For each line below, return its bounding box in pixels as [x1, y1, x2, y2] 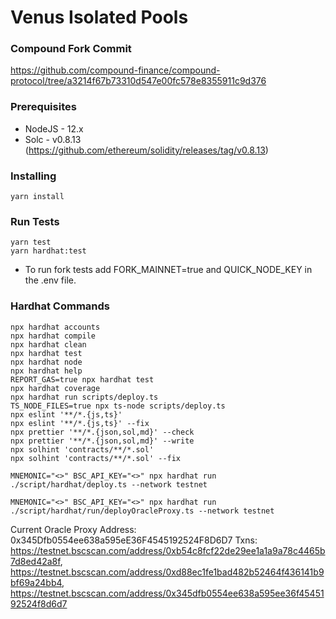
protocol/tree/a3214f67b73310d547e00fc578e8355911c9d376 [10, 75, 267, 87]
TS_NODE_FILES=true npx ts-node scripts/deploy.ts [10, 401, 226, 411]
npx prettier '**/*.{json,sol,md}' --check [10, 427, 195, 437]
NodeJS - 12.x [24, 122, 84, 135]
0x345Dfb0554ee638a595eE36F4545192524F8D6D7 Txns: [10, 534, 258, 546]
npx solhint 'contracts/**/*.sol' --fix [10, 453, 182, 463]
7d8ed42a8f [10, 555, 61, 567]
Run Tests [10, 215, 60, 228]
